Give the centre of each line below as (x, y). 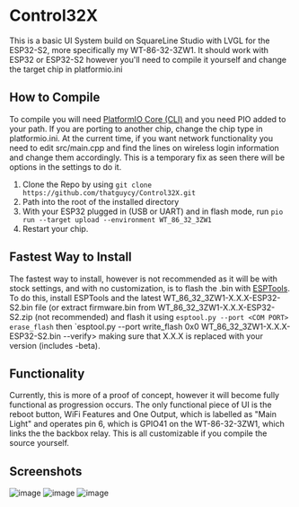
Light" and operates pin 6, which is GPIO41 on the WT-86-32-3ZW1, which (147, 424)
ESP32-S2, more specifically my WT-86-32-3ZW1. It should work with (139, 49)
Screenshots (46, 471)
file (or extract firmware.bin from (95, 307)
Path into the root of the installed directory (101, 201)
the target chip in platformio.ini (66, 69)
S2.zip (21, 316)
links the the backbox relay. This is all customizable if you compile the (138, 433)
